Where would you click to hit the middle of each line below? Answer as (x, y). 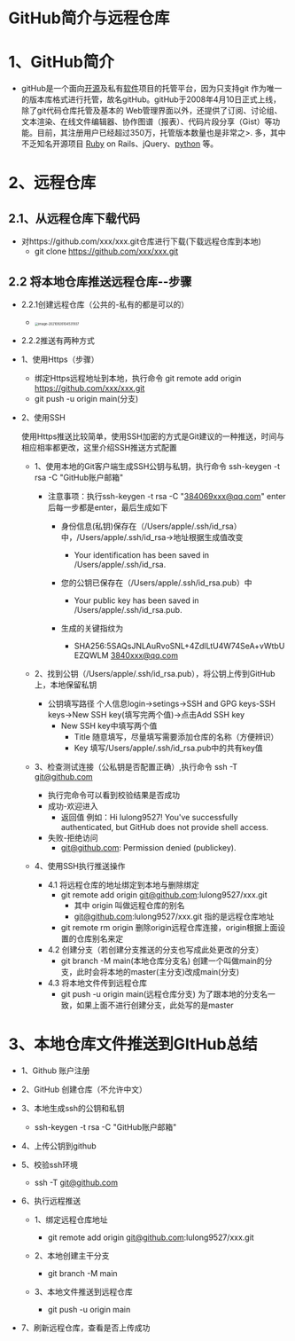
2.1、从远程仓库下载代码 (74, 218)
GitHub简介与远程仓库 (89, 18)
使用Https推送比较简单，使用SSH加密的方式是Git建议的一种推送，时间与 (153, 436)
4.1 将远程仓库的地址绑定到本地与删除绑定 (124, 884)
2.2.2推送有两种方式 (58, 340)
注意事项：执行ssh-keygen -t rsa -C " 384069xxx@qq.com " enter (167, 496)
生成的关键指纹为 (92, 628)
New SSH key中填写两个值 (109, 725)
